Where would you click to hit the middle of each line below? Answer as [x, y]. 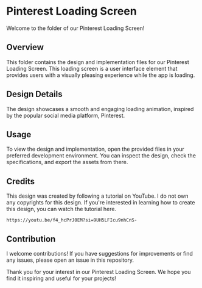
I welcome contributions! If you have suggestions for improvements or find [100, 254]
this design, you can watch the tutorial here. [61, 209]
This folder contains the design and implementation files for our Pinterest [98, 62]
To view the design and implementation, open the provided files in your [95, 149]
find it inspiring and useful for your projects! [61, 278]
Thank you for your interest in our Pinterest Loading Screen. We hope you [99, 272]
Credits [21, 181]
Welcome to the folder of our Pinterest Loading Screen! [75, 28]
